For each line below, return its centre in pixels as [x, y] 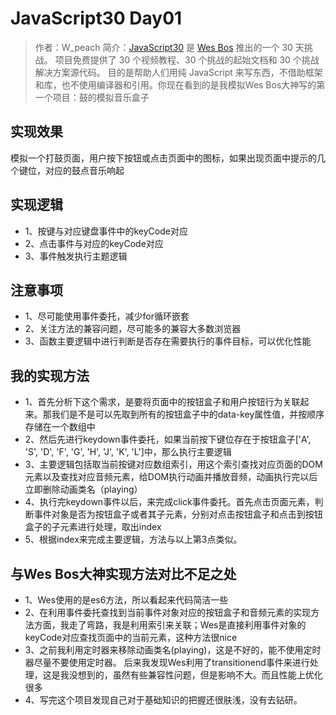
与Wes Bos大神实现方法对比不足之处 [123, 573]
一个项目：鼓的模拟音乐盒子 [92, 97]
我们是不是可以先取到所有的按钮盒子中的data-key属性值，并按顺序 [188, 414]
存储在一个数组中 [60, 427]
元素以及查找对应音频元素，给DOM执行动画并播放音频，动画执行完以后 [171, 477]
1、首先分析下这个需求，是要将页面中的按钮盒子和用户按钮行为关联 [162, 402]
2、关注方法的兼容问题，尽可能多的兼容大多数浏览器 [133, 329]
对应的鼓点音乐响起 [84, 170]
